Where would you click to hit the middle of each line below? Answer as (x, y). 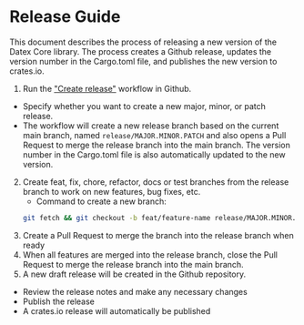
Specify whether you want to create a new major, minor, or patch (144, 106)
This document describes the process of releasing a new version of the (143, 42)
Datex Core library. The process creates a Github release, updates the (141, 51)
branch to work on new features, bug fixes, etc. (111, 191)
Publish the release (59, 301)
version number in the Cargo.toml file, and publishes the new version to (143, 61)
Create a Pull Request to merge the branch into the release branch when (158, 235)
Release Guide (65, 17)
